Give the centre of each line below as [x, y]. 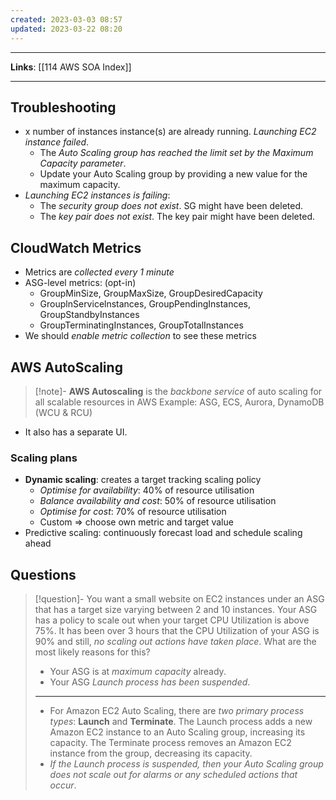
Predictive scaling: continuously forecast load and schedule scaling [163, 533]
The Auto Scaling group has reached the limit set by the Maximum [176, 153]
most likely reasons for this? [92, 652]
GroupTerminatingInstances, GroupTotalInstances [141, 325]
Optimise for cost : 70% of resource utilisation [133, 512]
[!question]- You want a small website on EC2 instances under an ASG [179, 599]
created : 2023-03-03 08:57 [66, 19]
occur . [63, 785]
